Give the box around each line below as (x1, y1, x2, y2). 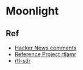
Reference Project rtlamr (14, 51, 77, 58)
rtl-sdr (14, 57, 31, 64)
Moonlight (5, 4, 59, 18)
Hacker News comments (14, 44, 77, 51)
